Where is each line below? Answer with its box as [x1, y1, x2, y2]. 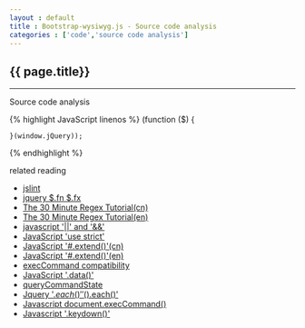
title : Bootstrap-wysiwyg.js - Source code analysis [9, 22, 218, 31]
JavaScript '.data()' [22, 270, 94, 281]
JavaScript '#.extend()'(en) [22, 251, 124, 262]
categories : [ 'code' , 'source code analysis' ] [9, 30, 189, 39]
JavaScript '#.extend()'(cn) [22, 241, 124, 252]
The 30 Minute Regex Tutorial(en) [22, 212, 149, 223]
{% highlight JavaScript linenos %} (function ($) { [9, 114, 195, 125]
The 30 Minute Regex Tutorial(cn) [22, 202, 149, 214]
